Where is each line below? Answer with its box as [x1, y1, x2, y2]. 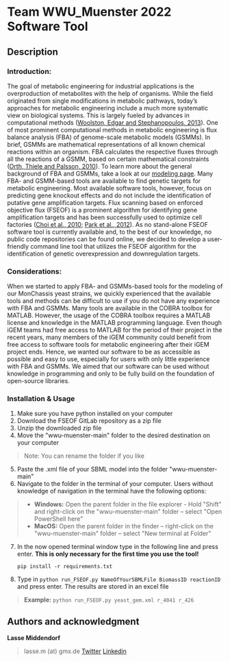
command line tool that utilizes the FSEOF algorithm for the [30, 242, 196, 250]
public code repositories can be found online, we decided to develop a [7, 234, 207, 243]
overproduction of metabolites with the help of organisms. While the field [7, 89, 214, 97]
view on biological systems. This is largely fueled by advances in [7, 111, 190, 119]
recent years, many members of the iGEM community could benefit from [7, 333, 212, 341]
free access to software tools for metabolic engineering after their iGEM [7, 341, 210, 349]
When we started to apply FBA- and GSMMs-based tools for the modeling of [7, 282, 223, 291]
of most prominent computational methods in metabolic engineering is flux [7, 125, 218, 134]
